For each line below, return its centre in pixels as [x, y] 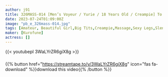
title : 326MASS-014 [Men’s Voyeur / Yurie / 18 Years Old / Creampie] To [84, 14]
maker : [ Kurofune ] [24, 33]
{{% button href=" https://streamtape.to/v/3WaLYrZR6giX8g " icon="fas [78, 64]
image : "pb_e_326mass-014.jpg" [38, 24]
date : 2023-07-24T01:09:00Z [34, 19]
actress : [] [17, 38]
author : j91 [17, 10]
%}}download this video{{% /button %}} [70, 69]
